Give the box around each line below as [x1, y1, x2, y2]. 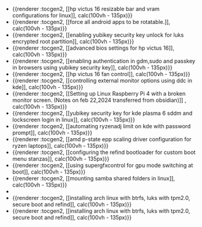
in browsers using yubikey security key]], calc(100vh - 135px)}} [12, 64, 173, 71]
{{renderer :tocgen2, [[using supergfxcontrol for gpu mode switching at [12, 162, 193, 169]
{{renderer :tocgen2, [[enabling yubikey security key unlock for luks [12, 31, 184, 39]
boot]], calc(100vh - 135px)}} [12, 168, 86, 175]
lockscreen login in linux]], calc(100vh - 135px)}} [12, 116, 135, 123]
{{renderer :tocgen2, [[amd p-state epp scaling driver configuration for [12, 136, 192, 143]
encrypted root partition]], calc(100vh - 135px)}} [12, 38, 134, 45]
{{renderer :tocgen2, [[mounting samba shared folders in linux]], [12, 175, 175, 182]
